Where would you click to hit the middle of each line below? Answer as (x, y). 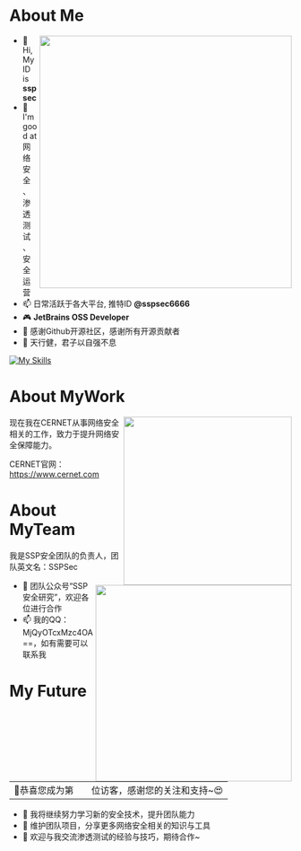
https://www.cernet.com (55, 474)
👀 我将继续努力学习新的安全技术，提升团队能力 (108, 814)
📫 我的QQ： (46, 619)
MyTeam (43, 530)
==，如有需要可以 (55, 643)
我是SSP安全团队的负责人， (60, 555)
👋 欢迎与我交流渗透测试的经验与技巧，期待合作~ (111, 837)
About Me (47, 16)
